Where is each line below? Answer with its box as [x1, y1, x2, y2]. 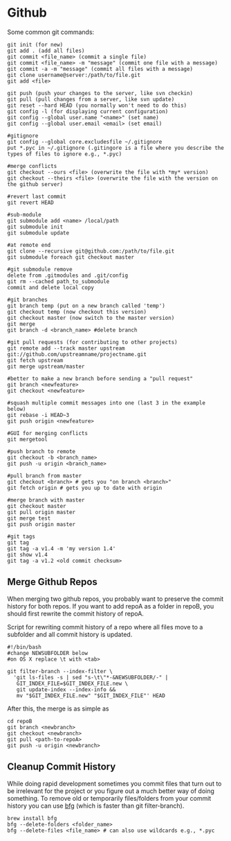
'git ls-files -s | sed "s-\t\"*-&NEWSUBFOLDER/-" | [13, 674, 169, 681]
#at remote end [7, 241, 51, 248]
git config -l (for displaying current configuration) [7, 108, 169, 115]
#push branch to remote [7, 448, 76, 455]
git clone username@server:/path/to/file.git [7, 71, 140, 78]
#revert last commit [7, 193, 67, 200]
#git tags [7, 533, 36, 540]
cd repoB [7, 717, 33, 724]
